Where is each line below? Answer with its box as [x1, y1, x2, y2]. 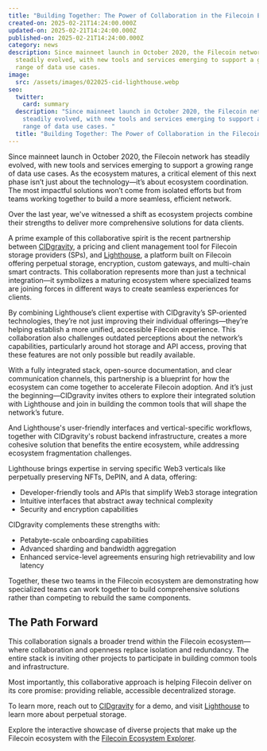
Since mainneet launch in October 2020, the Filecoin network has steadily [8, 152, 250, 161]
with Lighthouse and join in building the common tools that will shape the [8, 399, 247, 408]
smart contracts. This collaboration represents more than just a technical [8, 267, 246, 277]
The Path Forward [8, 616, 99, 629]
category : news [8, 41, 59, 49]
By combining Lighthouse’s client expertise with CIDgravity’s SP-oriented [8, 308, 247, 317]
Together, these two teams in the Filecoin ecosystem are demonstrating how [8, 575, 259, 585]
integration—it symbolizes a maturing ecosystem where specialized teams [8, 275, 252, 285]
